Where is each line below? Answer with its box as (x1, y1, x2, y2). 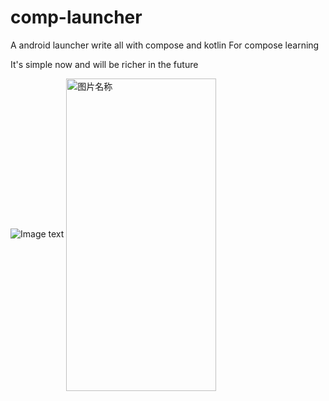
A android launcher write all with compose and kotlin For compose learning (10, 39, 320, 51)
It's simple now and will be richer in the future (10, 58, 199, 70)
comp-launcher (10, 6, 143, 29)
